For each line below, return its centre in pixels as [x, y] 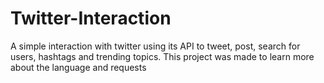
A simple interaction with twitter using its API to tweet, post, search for [155, 46]
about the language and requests [78, 67]
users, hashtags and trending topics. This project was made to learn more [162, 56]
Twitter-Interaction [91, 18]
